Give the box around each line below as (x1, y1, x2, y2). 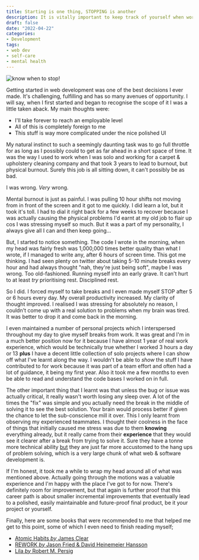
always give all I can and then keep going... (6, 227, 111, 234)
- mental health (6, 58, 46, 64)
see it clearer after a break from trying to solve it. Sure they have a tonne (6, 437, 184, 444)
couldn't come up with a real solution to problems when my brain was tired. (6, 306, 190, 314)
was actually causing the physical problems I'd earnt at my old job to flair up (6, 214, 192, 222)
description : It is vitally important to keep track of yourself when (6, 14, 184, 20)
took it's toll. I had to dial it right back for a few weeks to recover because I (6, 208, 188, 215)
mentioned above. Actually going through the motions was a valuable (6, 473, 175, 481)
